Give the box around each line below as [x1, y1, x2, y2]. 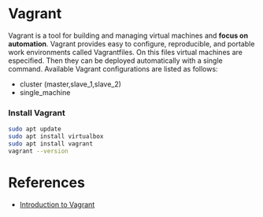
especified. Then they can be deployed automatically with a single [8, 56, 223, 65]
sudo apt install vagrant [8, 139, 93, 148]
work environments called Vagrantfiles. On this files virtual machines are [8, 47, 243, 57]
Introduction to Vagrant [19, 200, 95, 209]
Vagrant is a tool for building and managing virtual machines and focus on [8, 31, 249, 40]
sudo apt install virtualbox [8, 133, 104, 141]
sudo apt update [8, 125, 61, 134]
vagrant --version [8, 147, 69, 155]
